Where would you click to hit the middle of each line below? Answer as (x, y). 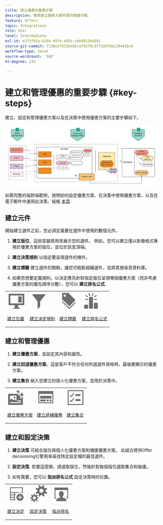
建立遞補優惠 (50, 415)
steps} (19, 103)
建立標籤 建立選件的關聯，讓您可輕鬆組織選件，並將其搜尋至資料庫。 (81, 268)
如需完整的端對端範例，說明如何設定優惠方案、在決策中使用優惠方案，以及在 (81, 195)
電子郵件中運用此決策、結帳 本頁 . (38, 201)
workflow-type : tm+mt (27, 51)
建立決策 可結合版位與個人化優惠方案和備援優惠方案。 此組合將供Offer (82, 450)
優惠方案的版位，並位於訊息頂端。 (55, 247)
